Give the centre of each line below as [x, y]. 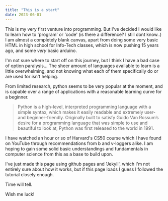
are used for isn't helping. [32, 76]
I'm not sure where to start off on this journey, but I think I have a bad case [82, 60]
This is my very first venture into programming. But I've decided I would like [83, 29]
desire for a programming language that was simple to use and [82, 123]
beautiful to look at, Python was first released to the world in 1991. [86, 128]
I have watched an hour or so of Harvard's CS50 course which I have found [83, 138]
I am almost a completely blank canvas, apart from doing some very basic [82, 40]
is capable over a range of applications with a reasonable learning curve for [83, 91]
